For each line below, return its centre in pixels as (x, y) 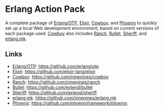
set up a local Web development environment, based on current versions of (82, 28)
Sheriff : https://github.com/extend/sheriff (55, 92)
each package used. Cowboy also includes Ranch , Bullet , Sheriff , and (76, 33)
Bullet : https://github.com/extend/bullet (53, 87)
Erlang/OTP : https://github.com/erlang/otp (55, 66)
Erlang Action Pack (45, 9)
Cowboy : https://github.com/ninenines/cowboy (60, 77)
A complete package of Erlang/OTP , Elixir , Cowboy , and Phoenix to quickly (81, 23)
